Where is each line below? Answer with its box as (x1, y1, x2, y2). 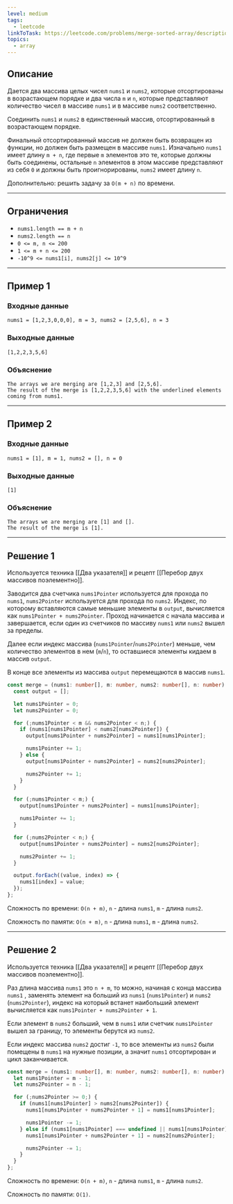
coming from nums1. (7, 392, 64, 400)
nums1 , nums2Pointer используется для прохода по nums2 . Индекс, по (7, 597, 207, 605)
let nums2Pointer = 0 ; (13, 707, 79, 714)
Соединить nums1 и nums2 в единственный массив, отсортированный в (7, 115, 215, 123)
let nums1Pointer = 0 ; (13, 700, 79, 707)
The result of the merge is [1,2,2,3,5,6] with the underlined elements (7, 387, 222, 394)
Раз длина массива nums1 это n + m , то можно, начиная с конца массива (7, 984, 222, 992)
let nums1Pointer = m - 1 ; (13, 1075, 92, 1082)
